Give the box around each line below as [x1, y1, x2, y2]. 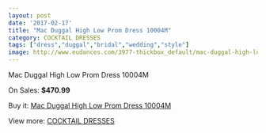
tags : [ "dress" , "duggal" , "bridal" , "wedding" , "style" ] [8, 41, 190, 49]
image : [8, 48, 30, 56]
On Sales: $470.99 [8, 85, 70, 95]
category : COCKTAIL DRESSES [8, 33, 101, 42]
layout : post [8, 11, 51, 20]
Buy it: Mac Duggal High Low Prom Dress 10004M [8, 101, 172, 110]
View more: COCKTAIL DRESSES [8, 116, 115, 125]
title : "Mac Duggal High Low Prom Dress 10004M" [8, 26, 172, 34]
